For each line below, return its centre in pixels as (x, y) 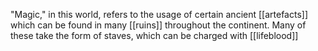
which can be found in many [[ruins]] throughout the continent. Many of (158, 25)
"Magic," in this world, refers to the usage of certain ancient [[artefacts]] (159, 14)
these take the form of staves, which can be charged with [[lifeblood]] (154, 35)
